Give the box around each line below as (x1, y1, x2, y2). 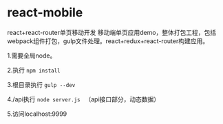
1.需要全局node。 (7, 51, 56, 60)
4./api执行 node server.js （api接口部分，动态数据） (7, 95, 160, 103)
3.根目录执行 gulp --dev (7, 80, 76, 88)
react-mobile (7, 5, 83, 21)
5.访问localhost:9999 (7, 110, 67, 118)
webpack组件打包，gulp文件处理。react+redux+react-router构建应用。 (7, 36, 209, 45)
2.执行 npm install (7, 66, 61, 74)
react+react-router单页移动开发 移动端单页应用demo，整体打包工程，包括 (7, 28, 217, 36)
